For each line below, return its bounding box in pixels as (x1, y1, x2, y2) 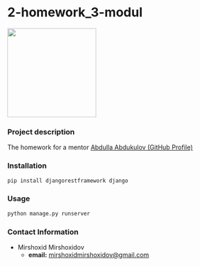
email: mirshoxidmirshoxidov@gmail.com (28, 250, 150, 259)
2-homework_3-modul (7, 4, 143, 21)
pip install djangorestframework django (7, 177, 129, 184)
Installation (7, 161, 48, 171)
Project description (7, 127, 75, 137)
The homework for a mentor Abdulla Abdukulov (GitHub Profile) (7, 143, 194, 151)
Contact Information (7, 227, 79, 237)
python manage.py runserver (7, 210, 91, 217)
